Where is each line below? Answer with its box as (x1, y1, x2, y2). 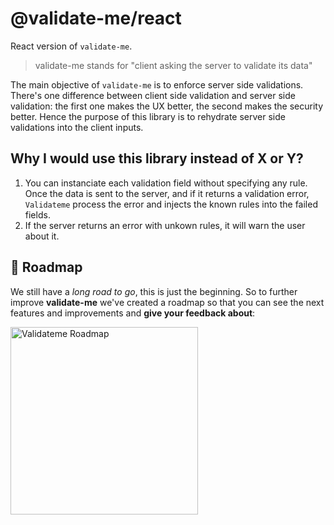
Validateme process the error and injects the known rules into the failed (24, 198, 318, 210)
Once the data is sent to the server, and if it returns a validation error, (24, 187, 310, 199)
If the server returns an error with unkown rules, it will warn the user (24, 219, 306, 231)
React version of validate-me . (10, 40, 133, 52)
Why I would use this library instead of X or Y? (10, 150, 304, 167)
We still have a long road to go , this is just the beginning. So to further (10, 285, 298, 297)
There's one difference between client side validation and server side (10, 89, 296, 101)
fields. (24, 208, 51, 221)
